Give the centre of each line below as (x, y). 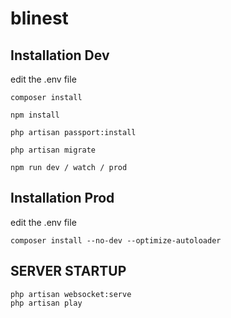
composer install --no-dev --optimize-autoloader (116, 240)
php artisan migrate (53, 150)
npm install (35, 115)
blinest (39, 18)
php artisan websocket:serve (71, 294)
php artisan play (46, 303)
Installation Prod (62, 198)
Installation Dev (60, 55)
